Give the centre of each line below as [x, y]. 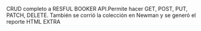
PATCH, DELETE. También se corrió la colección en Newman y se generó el [101, 15]
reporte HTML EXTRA [34, 22]
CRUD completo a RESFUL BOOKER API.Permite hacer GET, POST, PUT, [97, 9]
